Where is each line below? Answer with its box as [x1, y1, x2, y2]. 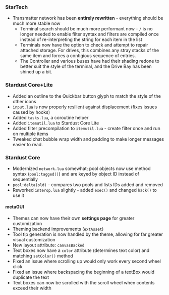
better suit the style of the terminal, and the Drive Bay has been [20, 63, 152, 69]
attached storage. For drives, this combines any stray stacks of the [20, 47, 159, 54]
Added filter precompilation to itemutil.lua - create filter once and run [12, 125, 160, 131]
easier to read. [12, 141, 43, 147]
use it [12, 192, 24, 198]
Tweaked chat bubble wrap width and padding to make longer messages [12, 136, 164, 142]
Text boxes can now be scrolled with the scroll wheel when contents [12, 280, 155, 286]
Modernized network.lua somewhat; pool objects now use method [12, 165, 151, 172]
